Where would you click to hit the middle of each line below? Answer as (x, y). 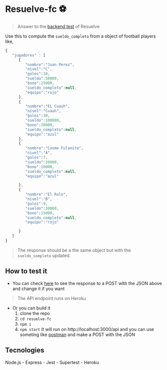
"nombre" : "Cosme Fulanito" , (54, 148)
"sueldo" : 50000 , (42, 78)
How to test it (26, 271)
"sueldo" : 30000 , (42, 208)
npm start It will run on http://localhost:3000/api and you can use (87, 329)
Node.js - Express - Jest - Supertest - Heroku (52, 362)
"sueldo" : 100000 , (43, 120)
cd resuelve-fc (35, 319)
